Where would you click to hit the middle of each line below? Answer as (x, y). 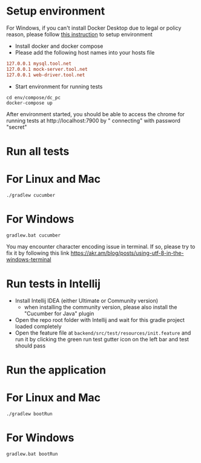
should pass (30, 346)
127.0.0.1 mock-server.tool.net (47, 69)
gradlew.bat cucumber (34, 235)
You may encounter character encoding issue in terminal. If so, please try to (101, 246)
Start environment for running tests (59, 87)
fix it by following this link (38, 253)
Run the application (56, 370)
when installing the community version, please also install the (100, 307)
